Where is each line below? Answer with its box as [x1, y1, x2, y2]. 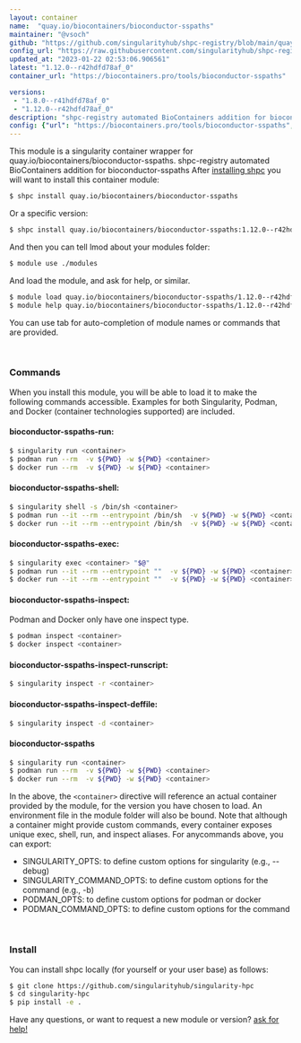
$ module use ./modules [9, 259, 99, 267]
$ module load [9, 293, 63, 302]
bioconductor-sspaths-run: [9, 426, 115, 437]
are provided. [9, 327, 59, 337]
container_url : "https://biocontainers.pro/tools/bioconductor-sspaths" [9, 72, 287, 81]
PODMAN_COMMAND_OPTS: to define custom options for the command [21, 904, 290, 915]
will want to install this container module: [9, 174, 159, 185]
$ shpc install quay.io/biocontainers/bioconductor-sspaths [9, 192, 239, 201]
